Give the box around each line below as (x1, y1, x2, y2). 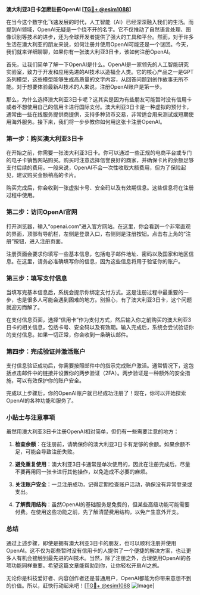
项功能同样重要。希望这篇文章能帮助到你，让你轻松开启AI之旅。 (6, 562, 162, 569)
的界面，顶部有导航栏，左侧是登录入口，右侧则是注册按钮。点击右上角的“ (6, 230, 186, 237)
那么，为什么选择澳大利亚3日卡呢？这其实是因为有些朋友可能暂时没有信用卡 (6, 96, 192, 103)
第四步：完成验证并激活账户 (6, 347, 86, 356)
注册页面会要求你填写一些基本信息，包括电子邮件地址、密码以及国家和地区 (6, 250, 189, 257)
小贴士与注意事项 (6, 413, 55, 422)
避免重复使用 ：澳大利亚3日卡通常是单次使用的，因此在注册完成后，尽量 (14, 461, 190, 468)
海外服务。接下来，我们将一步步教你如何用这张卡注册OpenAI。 (11, 119, 165, 125)
